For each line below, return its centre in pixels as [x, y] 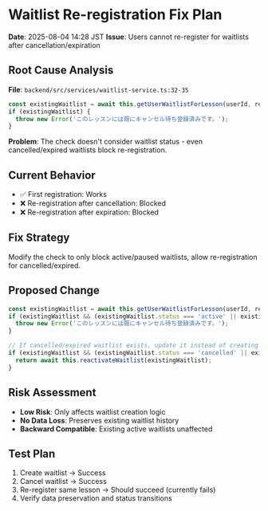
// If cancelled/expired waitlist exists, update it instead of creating [134, 346]
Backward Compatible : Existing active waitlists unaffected [116, 429]
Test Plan [32, 453]
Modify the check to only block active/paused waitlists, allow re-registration [133, 257]
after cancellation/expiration [55, 45]
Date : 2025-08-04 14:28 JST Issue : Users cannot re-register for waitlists [129, 37]
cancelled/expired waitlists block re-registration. [88, 150]
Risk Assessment [52, 393]
